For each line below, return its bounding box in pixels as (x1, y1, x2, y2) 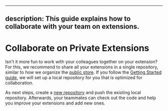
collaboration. (5, 80, 33, 86)
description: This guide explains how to (5, 14, 131, 23)
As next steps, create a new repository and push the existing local (5, 90, 141, 96)
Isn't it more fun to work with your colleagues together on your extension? (5, 59, 157, 65)
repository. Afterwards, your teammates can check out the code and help (5, 95, 156, 101)
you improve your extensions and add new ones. (5, 100, 105, 106)
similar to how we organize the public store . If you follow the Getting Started (5, 69, 162, 75)
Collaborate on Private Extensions (5, 42, 149, 54)
